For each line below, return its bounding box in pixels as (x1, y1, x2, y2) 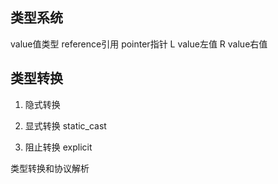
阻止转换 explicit (24, 141, 93, 153)
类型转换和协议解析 (10, 162, 90, 174)
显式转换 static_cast (24, 119, 107, 132)
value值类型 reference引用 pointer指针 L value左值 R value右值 (10, 38, 268, 50)
